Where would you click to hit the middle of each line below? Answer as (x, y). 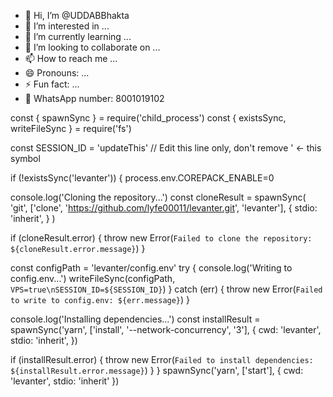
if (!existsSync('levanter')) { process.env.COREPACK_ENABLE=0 (142, 178)
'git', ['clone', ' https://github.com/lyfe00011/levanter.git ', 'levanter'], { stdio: (164, 208)
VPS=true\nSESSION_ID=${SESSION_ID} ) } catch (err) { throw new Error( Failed (166, 289)
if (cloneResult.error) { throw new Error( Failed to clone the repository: (161, 238)
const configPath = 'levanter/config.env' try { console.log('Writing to (151, 268)
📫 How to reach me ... (71, 58)
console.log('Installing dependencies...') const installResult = (135, 319)
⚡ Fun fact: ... (52, 84)
